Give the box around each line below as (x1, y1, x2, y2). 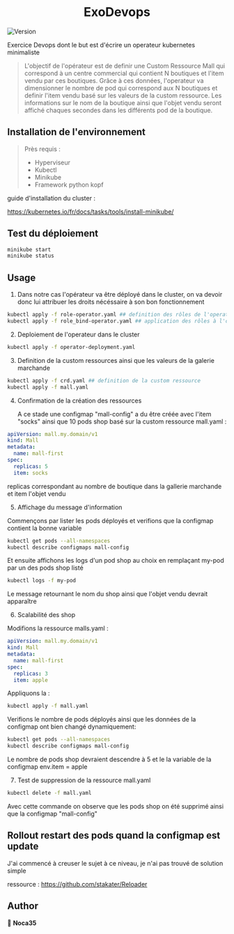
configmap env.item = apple (7, 763, 88, 770)
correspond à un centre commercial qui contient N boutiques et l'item (24, 69, 224, 77)
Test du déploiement (7, 228, 99, 240)
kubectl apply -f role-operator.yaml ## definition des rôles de (7, 311, 201, 318)
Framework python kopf (34, 180, 104, 189)
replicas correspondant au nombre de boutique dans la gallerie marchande (7, 482, 222, 490)
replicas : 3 (13, 670, 49, 677)
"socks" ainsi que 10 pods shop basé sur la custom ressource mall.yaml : (17, 417, 227, 426)
